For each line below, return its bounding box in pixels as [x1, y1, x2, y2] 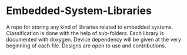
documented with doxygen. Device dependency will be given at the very [6, 36, 181, 43]
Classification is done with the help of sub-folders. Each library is [6, 29, 164, 36]
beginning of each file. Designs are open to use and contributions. [6, 42, 166, 49]
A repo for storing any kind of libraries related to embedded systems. [6, 23, 173, 30]
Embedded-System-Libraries [6, 4, 152, 18]
